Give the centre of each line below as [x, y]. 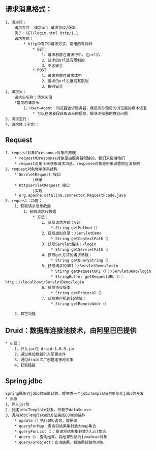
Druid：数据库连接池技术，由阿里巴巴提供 [71, 331]
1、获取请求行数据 [40, 211]
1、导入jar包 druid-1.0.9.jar [45, 349]
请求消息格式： [29, 9]
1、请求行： [16, 22]
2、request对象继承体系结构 [32, 169]
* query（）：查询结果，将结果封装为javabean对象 [61, 437]
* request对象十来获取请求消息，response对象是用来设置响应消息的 [77, 163]
